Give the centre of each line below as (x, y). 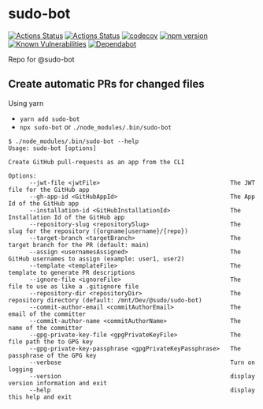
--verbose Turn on (142, 362)
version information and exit (58, 383)
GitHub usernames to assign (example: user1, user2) (96, 259)
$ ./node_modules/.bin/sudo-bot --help (74, 141)
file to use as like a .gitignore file (74, 286)
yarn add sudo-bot (50, 119)
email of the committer (47, 314)
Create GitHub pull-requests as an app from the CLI (96, 162)
